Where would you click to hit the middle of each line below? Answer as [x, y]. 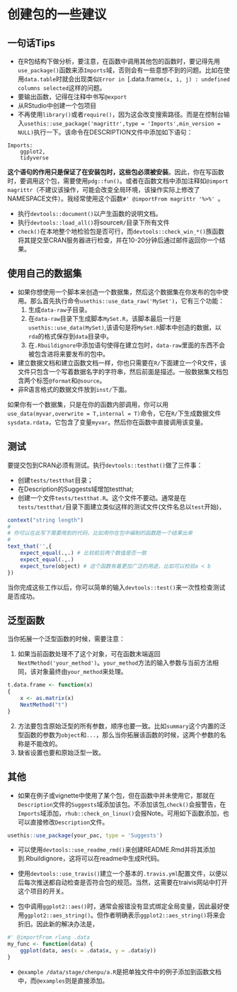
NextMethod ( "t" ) [44, 705]
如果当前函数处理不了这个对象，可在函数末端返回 [89, 654]
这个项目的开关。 [42, 891]
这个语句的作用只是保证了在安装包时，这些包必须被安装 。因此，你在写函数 [116, 172]
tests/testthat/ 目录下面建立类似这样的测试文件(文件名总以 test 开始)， [121, 507]
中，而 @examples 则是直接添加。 [63, 980]
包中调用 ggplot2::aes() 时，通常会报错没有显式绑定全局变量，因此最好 [121, 906]
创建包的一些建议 [57, 15]
